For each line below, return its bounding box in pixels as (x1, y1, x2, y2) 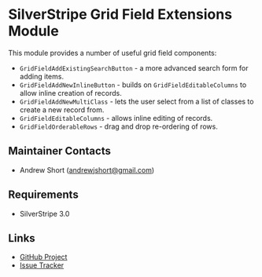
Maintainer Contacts (8, 144, 112, 158)
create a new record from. (19, 104, 105, 115)
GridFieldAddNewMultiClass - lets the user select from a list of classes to (19, 97, 254, 106)
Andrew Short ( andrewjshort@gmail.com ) (19, 165, 155, 174)
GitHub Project (19, 253, 68, 262)
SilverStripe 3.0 (19, 209, 70, 218)
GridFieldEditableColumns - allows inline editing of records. (19, 113, 213, 122)
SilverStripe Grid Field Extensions (8, 5, 233, 24)
